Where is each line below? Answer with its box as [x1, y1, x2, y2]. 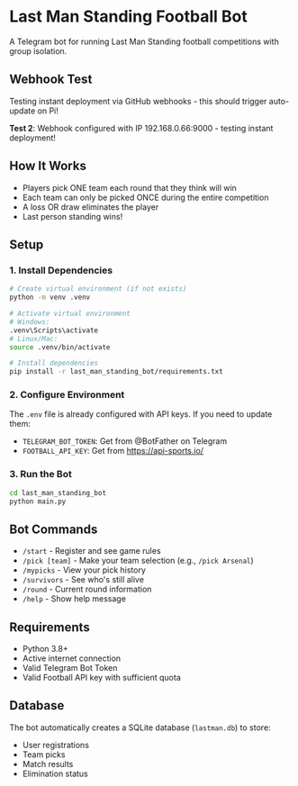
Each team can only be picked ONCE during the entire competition [22, 192, 269, 203]
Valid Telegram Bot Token [22, 663, 118, 673]
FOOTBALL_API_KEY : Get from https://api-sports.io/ [22, 446, 204, 456]
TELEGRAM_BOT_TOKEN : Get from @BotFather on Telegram [22, 436, 228, 447]
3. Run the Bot [9, 468, 72, 481]
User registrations [22, 739, 90, 750]
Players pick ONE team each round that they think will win [22, 182, 237, 193]
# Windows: [9, 317, 50, 326]
